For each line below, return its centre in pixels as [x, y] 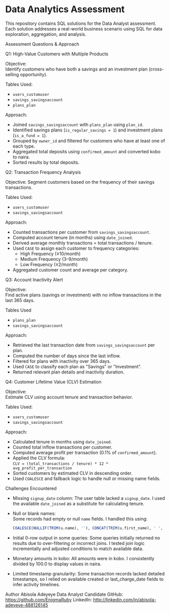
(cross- [156, 69]
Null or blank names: [34, 513]
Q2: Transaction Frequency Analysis [43, 172]
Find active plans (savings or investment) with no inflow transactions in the [83, 295]
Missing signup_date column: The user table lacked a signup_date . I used [89, 498]
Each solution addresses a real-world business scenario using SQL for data [84, 28]
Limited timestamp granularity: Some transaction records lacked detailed [89, 573]
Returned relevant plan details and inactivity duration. [69, 372]
